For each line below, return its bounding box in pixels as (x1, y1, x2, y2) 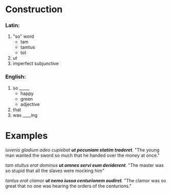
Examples (5, 130, 48, 141)
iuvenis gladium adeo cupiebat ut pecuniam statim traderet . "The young (5, 147, 160, 153)
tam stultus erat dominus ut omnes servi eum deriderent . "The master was (5, 162, 164, 168)
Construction (5, 4, 63, 15)
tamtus (20, 44, 35, 51)
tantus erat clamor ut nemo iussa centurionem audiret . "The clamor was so (5, 177, 166, 183)
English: (5, 73, 27, 80)
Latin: (5, 22, 20, 29)
